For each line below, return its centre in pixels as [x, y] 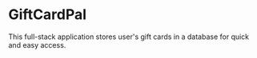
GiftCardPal [47, 15]
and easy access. [37, 44]
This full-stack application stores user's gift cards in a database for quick [129, 37]
